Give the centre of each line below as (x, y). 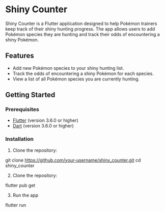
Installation (20, 139)
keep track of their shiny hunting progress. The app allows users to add (80, 29)
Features (20, 56)
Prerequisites (22, 110)
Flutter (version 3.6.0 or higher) (45, 120)
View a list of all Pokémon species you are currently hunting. (76, 79)
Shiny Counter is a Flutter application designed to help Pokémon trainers (81, 23)
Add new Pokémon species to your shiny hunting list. (68, 68)
